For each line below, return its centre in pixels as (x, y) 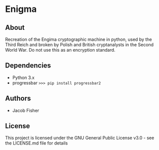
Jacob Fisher (26, 110)
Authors (18, 99)
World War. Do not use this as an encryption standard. (60, 50)
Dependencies (28, 66)
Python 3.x (23, 77)
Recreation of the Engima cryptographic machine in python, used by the (79, 39)
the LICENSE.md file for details (36, 143)
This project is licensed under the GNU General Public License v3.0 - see (80, 138)
